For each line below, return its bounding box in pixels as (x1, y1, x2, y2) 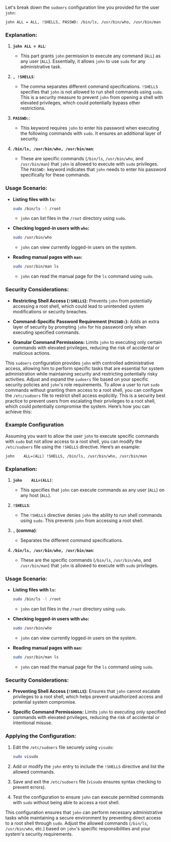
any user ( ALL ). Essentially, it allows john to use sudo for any (20, 58, 145, 64)
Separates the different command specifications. (20, 537, 124, 543)
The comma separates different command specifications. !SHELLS (20, 84, 158, 90)
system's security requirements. (5, 831, 73, 837)
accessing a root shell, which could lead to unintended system (12, 303, 144, 309)
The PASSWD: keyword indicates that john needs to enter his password (20, 166, 166, 172)
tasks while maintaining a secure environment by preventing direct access (5, 814, 161, 821)
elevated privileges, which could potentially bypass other (20, 100, 140, 106)
